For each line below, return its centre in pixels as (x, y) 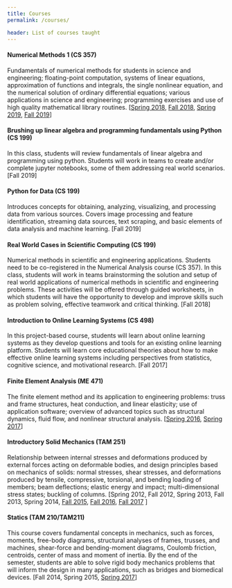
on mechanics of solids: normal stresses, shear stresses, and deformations (114, 472)
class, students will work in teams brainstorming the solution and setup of (112, 275)
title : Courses (29, 14)
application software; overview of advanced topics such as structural (106, 411)
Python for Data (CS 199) (44, 191)
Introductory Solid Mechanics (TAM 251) (66, 442)
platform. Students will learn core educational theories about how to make (113, 351)
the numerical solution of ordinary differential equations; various (99, 92)
